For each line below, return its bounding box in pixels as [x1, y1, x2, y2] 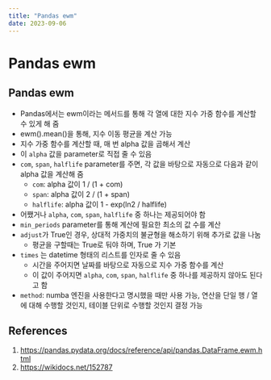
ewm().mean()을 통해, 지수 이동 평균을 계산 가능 [19, 128, 173, 138]
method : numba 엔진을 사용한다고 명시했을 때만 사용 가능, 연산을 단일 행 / [19, 290, 250, 299]
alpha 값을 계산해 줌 [19, 169, 84, 178]
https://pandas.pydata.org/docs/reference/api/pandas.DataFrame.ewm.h [19, 345, 263, 355]
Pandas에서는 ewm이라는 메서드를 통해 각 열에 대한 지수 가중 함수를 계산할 [19, 108, 256, 118]
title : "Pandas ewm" [8, 11, 78, 20]
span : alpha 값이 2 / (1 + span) [31, 189, 131, 198]
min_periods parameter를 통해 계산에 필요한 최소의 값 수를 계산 [19, 219, 222, 229]
